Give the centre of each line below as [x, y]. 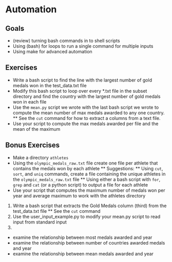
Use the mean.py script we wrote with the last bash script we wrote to [86, 107]
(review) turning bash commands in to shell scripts [66, 41]
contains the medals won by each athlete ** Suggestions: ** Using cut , [88, 168]
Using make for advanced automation [52, 52]
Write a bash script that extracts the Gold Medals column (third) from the [90, 206]
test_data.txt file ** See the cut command [57, 211]
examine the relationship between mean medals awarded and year [83, 254]
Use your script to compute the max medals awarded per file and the [85, 124]
